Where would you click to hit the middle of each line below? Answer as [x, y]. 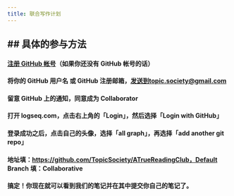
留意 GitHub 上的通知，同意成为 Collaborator [73, 98]
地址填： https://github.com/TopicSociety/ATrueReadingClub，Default [112, 159]
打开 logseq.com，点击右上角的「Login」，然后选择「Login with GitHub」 [115, 116]
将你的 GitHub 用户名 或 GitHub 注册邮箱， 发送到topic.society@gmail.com [117, 81]
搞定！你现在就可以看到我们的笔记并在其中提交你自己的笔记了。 [100, 186]
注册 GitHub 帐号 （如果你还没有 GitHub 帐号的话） [81, 63]
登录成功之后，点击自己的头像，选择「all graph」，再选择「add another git [116, 133]
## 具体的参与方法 [47, 44]
